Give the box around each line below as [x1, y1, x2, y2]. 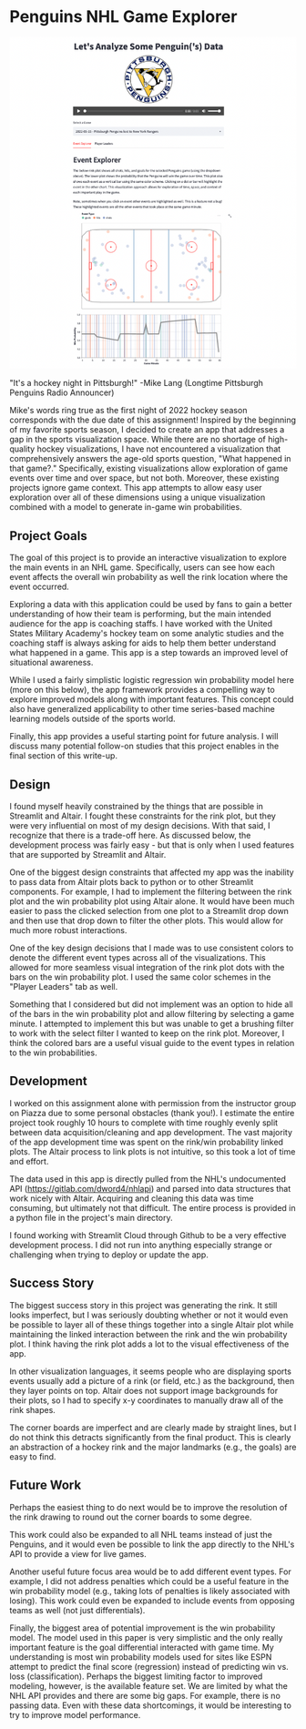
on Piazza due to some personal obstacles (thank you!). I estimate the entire [9, 1107, 295, 1118]
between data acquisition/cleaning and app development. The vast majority [9, 1126, 293, 1137]
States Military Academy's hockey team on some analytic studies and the [9, 628, 284, 639]
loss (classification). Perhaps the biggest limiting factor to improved [9, 1671, 263, 1682]
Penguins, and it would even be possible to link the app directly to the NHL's [9, 1539, 295, 1550]
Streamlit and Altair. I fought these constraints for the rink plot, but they [9, 810, 276, 821]
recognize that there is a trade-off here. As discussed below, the [9, 830, 251, 841]
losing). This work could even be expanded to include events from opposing [9, 1595, 295, 1606]
